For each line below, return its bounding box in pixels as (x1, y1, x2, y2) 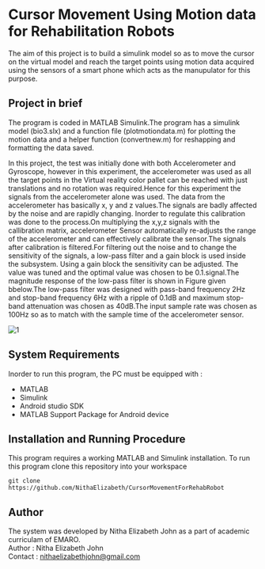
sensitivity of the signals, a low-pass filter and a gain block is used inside (8, 251, 247, 260)
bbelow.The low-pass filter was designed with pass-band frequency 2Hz (8, 284, 246, 294)
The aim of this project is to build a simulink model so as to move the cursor (8, 48, 255, 58)
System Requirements (8, 348, 120, 362)
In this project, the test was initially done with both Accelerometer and (8, 158, 236, 168)
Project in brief (8, 97, 83, 110)
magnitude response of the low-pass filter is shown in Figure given (8, 275, 226, 286)
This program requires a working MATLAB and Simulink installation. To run (8, 453, 251, 463)
